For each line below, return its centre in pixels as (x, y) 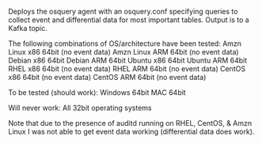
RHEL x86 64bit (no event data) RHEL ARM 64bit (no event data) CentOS (127, 69)
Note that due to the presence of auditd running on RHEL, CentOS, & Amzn (130, 123)
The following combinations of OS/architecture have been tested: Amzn (125, 44)
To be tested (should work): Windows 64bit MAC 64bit (97, 93)
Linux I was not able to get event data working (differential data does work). (131, 131)
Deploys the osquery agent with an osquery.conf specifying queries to (123, 11)
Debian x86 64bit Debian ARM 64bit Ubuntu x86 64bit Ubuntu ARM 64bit (128, 60)
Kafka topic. (28, 28)
